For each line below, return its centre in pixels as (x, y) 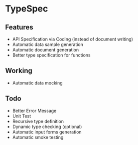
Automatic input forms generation (47, 132)
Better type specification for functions (51, 55)
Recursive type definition (38, 121)
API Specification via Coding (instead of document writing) (73, 39)
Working (19, 71)
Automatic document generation (46, 50)
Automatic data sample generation (48, 44)
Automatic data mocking (38, 82)
